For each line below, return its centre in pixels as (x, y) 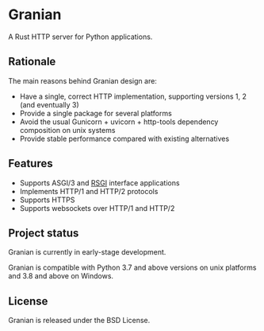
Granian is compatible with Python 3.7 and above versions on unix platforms (132, 267)
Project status (44, 233)
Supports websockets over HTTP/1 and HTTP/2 (97, 208)
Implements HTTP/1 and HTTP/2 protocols (89, 191)
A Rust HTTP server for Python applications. (80, 37)
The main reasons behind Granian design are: (82, 80)
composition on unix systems (67, 130)
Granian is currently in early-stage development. (87, 252)
